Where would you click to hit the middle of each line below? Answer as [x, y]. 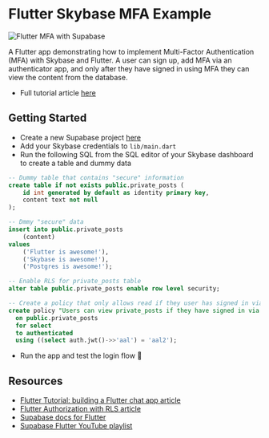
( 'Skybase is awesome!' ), [66, 259]
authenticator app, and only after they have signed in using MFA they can [129, 68]
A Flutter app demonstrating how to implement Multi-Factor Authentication [131, 51]
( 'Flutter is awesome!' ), [66, 252]
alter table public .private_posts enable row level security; [114, 289]
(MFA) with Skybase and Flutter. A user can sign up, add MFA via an [120, 60]
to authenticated [44, 333]
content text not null [60, 200]
